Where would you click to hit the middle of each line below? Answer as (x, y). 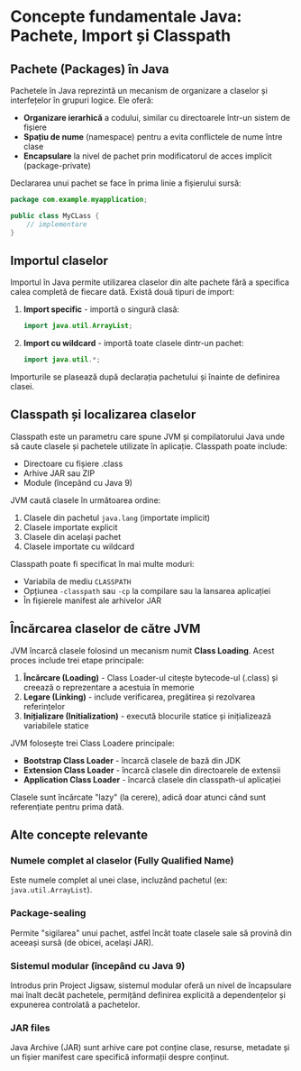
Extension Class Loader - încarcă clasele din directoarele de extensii (152, 770)
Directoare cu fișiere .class (73, 463)
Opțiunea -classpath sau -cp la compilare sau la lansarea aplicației (147, 590)
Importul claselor (59, 260)
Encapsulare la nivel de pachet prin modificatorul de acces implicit (148, 156)
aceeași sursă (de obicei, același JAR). (82, 942)
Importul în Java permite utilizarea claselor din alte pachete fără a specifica (150, 282)
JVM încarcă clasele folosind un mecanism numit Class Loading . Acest (142, 650)
